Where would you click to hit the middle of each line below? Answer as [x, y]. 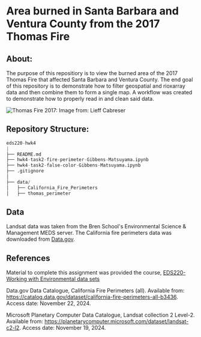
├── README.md [24, 154]
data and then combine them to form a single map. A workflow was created [99, 92]
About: [19, 59]
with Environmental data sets [64, 279]
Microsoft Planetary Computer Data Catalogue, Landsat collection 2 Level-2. [100, 315]
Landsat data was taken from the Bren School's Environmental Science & [96, 226]
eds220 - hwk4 [21, 143]
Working [16, 279]
